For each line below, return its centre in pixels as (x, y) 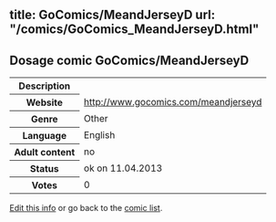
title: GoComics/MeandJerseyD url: (112, 15)
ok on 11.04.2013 (123, 168)
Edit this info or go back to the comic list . (86, 208)
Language (44, 136)
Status (45, 169)
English (99, 135)
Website (45, 102)
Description (45, 86)
